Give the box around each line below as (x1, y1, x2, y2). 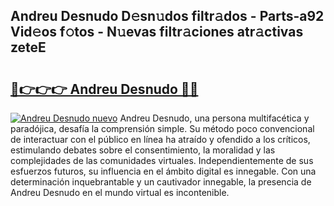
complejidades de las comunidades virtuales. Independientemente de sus (10, 155, 314, 166)
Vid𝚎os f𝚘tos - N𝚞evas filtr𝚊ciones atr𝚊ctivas (10, 24, 304, 41)
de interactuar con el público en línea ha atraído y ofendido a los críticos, (10, 134, 311, 145)
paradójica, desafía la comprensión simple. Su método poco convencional (10, 123, 315, 134)
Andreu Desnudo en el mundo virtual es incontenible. (10, 187, 230, 198)
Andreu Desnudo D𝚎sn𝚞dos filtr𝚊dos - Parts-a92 (10, 8, 325, 25)
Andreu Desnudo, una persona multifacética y (119, 112, 310, 124)
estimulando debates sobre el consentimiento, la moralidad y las (10, 144, 276, 156)
